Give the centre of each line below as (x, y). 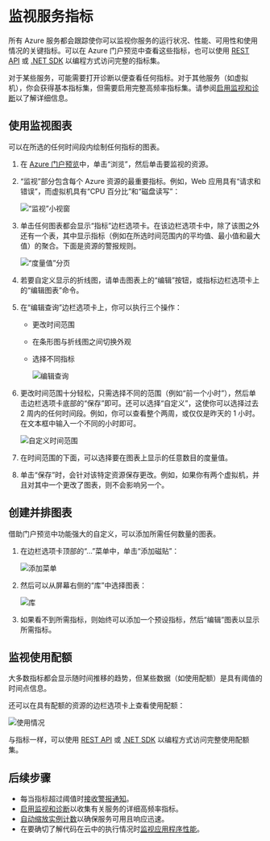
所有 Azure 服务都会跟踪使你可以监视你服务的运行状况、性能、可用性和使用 (133, 40)
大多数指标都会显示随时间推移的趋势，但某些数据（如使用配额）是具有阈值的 (135, 678)
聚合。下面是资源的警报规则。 (91, 245)
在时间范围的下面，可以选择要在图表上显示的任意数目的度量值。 (126, 458)
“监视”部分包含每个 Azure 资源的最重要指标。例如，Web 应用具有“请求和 (140, 181)
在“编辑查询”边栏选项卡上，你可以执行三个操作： (101, 307)
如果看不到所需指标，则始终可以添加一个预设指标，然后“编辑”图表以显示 (140, 619)
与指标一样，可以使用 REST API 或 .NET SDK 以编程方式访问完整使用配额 (129, 740)
